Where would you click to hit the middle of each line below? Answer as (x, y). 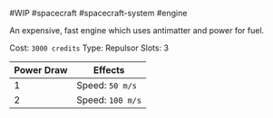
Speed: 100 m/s (109, 100)
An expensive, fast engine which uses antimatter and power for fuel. (137, 30)
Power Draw (41, 70)
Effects (109, 70)
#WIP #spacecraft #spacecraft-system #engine (98, 13)
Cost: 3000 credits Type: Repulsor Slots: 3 (89, 48)
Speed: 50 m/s (107, 85)
